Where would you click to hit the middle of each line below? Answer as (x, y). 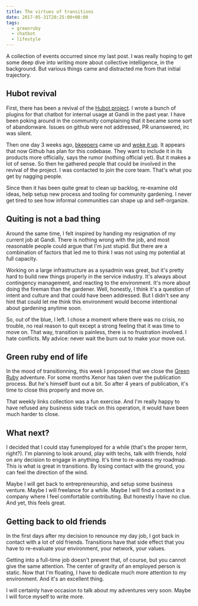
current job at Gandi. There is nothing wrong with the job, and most (88, 239)
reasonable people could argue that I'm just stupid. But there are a (87, 246)
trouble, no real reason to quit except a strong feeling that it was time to (93, 326)
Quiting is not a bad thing (53, 219)
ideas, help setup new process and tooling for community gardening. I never (99, 194)
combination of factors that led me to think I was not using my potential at (96, 252)
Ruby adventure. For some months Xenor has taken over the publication (94, 377)
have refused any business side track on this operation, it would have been (98, 408)
